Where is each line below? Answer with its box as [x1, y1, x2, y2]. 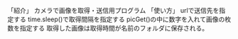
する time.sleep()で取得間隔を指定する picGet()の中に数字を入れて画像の [13, 15, 225, 23]
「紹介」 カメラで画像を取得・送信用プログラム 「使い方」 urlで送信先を [7, 6, 220, 14]
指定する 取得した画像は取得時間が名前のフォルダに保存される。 [19, 24, 208, 32]
